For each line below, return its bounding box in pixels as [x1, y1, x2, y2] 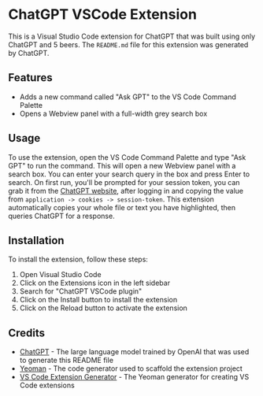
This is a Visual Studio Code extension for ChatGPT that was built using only [8, 31, 256, 41]
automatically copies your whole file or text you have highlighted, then [8, 202, 236, 212]
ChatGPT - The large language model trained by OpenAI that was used [19, 347, 250, 357]
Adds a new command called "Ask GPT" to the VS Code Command [19, 92, 236, 102]
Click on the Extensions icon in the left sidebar [19, 278, 171, 288]
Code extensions [19, 380, 75, 390]
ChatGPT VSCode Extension [8, 6, 197, 24]
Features [8, 71, 53, 84]
